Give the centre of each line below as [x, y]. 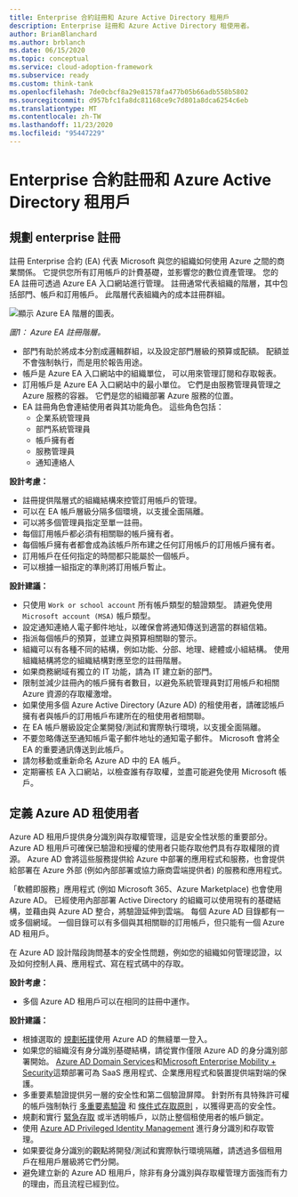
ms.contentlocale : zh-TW [55, 117]
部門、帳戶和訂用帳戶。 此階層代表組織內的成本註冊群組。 [123, 294]
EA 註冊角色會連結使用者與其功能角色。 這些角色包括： [123, 407]
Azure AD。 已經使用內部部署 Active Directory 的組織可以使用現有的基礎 [141, 900]
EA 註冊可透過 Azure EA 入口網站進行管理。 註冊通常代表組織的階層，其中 [145, 283]
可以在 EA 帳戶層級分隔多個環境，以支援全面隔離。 [115, 511]
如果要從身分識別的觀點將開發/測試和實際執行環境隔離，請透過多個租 [148, 1150]
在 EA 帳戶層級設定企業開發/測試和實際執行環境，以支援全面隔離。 [144, 727]
